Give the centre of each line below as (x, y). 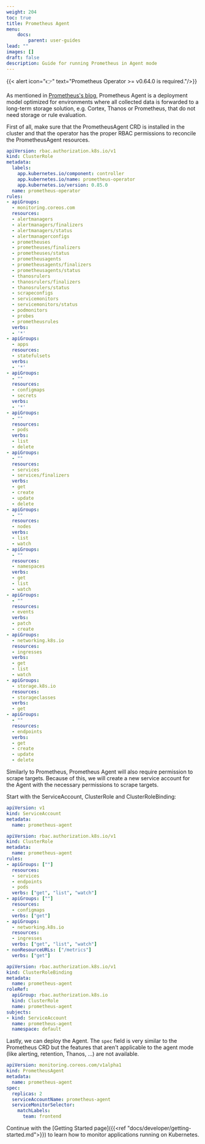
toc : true (19, 18)
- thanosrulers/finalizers (46, 282)
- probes (23, 316)
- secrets (24, 396)
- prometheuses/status (41, 254)
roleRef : (17, 990)
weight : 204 (21, 12)
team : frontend (42, 1116)
